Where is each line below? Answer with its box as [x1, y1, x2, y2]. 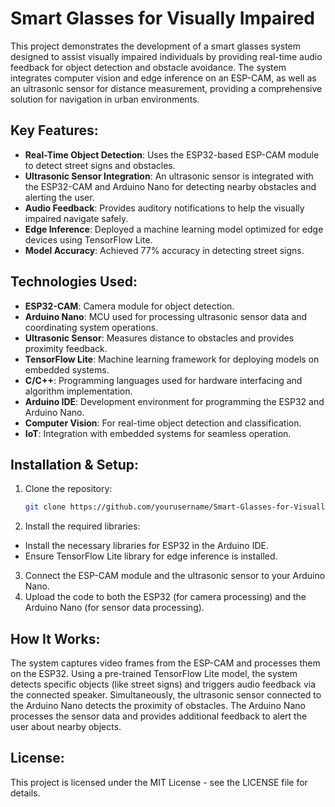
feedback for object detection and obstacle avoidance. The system [10, 61, 287, 73]
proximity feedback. [24, 342, 108, 354]
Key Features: [10, 122, 99, 139]
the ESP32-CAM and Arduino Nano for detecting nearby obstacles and [24, 180, 317, 192]
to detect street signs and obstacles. [24, 159, 176, 171]
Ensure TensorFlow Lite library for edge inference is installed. [24, 550, 278, 562]
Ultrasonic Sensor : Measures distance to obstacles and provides [24, 332, 295, 344]
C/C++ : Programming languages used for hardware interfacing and [24, 374, 303, 386]
